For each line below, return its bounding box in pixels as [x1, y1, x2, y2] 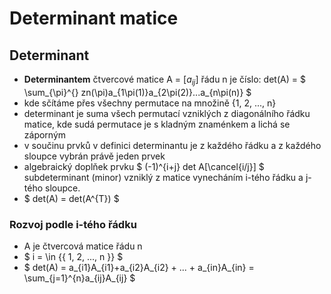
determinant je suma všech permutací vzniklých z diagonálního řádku [23, 107, 311, 119]
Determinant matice [9, 7, 179, 30]
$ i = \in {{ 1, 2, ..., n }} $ [23, 251, 124, 263]
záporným [23, 128, 67, 141]
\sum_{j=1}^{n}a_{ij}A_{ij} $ [23, 272, 136, 284]
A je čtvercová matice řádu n [23, 240, 143, 252]
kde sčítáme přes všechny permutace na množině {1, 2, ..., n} [23, 97, 277, 109]
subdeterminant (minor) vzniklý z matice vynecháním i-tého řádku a [23, 171, 304, 183]
